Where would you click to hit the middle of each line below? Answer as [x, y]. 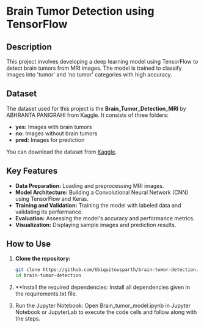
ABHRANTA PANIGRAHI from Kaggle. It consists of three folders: [88, 115]
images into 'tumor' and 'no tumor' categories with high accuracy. [89, 74]
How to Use [29, 244]
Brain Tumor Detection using [80, 11]
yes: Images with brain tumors [53, 127]
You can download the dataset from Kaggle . [62, 152]
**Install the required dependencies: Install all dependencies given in [103, 287]
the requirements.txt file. [46, 294]
